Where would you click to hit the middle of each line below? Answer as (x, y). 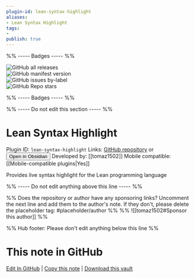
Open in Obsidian (28, 156)
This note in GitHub (55, 252)
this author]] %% (27, 216)
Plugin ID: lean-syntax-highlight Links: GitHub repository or (80, 149)
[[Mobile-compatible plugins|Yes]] (48, 163)
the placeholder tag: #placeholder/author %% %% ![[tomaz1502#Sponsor (97, 210)
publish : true (24, 39)
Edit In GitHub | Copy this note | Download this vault (70, 268)
